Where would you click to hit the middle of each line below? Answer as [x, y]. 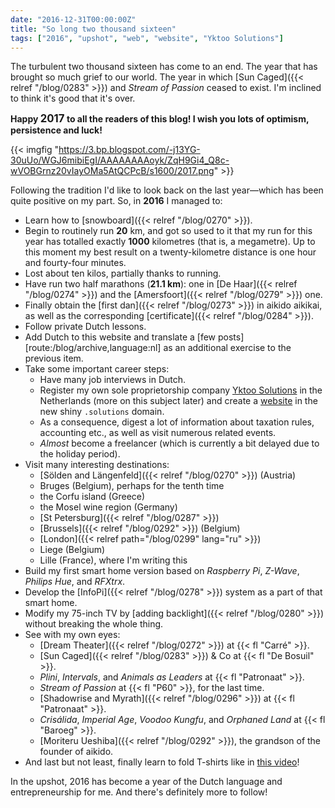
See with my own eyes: [72, 635]
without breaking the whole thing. [94, 624]
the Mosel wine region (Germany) [108, 507]
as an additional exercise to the [227, 348]
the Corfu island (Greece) [92, 497]
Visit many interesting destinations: [97, 465]
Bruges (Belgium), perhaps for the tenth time [132, 486]
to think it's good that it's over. [73, 98]
